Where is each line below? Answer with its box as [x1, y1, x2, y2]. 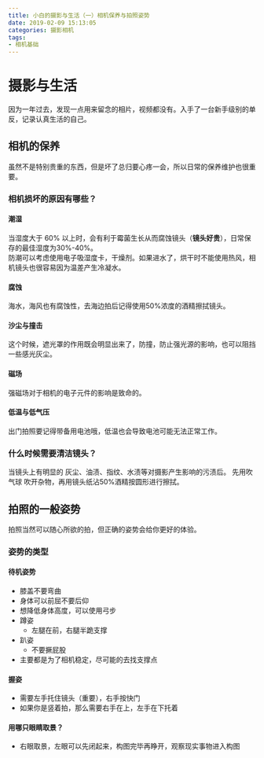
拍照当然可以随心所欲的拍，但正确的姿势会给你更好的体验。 [8, 524, 201, 534]
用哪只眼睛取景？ [8, 723, 64, 732]
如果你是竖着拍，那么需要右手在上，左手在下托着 [19, 703, 178, 712]
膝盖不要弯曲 [19, 587, 61, 596]
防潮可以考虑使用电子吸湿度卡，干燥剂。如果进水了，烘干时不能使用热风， [8, 253, 249, 262]
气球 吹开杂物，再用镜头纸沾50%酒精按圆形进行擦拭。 [8, 477, 184, 487]
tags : [8, 33, 26, 42]
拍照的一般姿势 [8, 502, 81, 516]
